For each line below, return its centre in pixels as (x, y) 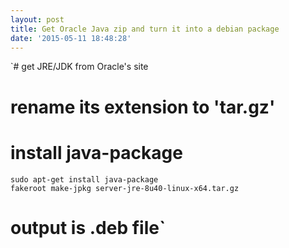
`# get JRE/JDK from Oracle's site (79, 67)
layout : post (37, 19)
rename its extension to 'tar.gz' (143, 107)
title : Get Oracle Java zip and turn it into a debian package (145, 29)
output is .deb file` (88, 227)
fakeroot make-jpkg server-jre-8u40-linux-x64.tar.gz (125, 188)
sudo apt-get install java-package (84, 179)
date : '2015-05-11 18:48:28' (71, 38)
